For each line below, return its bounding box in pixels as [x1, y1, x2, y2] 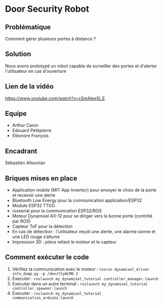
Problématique [5, 23, 51, 31]
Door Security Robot [5, 3, 89, 15]
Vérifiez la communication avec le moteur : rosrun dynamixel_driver [12, 266, 150, 272]
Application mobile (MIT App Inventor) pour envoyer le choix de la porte [12, 187, 157, 193]
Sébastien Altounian [5, 160, 45, 166]
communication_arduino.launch [12, 295, 74, 300]
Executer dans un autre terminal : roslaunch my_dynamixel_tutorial [12, 281, 148, 286]
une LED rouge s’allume [12, 234, 60, 240]
